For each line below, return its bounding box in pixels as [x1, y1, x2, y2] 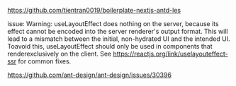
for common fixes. [18, 57, 72, 66]
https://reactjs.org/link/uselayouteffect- [113, 49, 228, 58]
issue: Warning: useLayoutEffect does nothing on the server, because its [7, 20, 219, 27]
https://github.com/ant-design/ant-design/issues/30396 [7, 70, 172, 79]
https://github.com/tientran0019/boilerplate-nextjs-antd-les [7, 6, 181, 14]
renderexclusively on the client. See [7, 49, 112, 58]
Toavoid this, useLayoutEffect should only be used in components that [7, 42, 213, 50]
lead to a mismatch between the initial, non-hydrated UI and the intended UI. [7, 35, 230, 43]
